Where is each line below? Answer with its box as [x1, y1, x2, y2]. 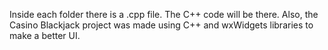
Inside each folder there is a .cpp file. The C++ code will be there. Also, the [9, 9, 319, 20]
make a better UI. [9, 30, 81, 41]
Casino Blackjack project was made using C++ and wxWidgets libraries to [9, 19, 314, 31]
